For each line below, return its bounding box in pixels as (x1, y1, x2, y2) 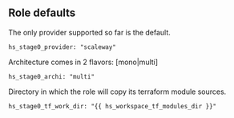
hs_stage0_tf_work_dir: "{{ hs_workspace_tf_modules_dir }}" (8, 102, 217, 110)
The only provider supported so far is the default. (8, 27, 171, 37)
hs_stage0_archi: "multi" (8, 72, 95, 80)
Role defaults (8, 6, 76, 20)
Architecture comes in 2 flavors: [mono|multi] (8, 57, 159, 67)
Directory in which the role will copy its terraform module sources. (8, 87, 227, 96)
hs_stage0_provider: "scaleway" (8, 43, 116, 51)
